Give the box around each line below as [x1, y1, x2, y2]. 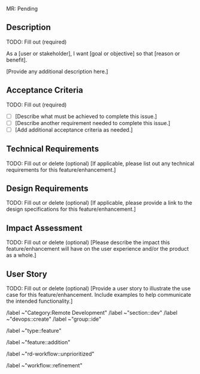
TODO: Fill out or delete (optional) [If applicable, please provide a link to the [6, 199, 193, 206]
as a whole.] [6, 251, 37, 259]
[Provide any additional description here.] [6, 68, 108, 75]
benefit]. [6, 56, 28, 63]
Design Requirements [6, 184, 89, 194]
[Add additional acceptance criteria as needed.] [14, 126, 133, 133]
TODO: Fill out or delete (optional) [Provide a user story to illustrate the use [6, 285, 191, 292]
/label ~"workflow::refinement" [6, 362, 83, 369]
